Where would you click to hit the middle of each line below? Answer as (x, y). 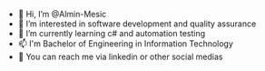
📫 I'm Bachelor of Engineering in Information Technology (126, 44)
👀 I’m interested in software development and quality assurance (137, 24)
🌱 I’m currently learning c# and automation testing (112, 33)
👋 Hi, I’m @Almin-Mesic (62, 14)
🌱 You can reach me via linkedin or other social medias (120, 56)
